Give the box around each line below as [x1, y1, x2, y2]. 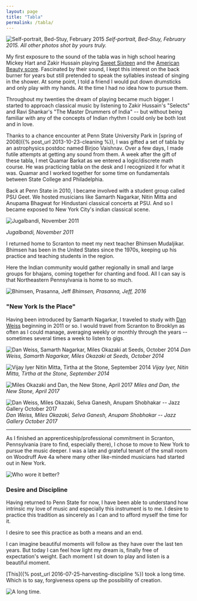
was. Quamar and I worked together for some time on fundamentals [6, 170, 170, 177]
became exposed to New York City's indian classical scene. [6, 206, 151, 213]
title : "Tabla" [6, 14, 43, 20]
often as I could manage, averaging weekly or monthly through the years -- [6, 328, 188, 335]
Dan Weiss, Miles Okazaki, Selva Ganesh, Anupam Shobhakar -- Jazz [6, 411, 176, 418]
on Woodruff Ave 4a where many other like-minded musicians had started [6, 453, 185, 460]
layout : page [6, 8, 38, 15]
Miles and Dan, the [134, 381, 180, 388]
